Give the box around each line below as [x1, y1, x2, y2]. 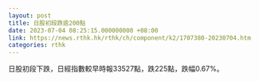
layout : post [8, 11, 52, 20]
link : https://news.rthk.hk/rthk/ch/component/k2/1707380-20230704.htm [8, 33, 251, 42]
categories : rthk [8, 41, 66, 49]
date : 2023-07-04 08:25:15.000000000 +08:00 [8, 26, 159, 34]
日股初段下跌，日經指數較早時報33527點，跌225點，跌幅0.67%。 [8, 64, 224, 74]
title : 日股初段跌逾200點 [8, 19, 86, 27]
